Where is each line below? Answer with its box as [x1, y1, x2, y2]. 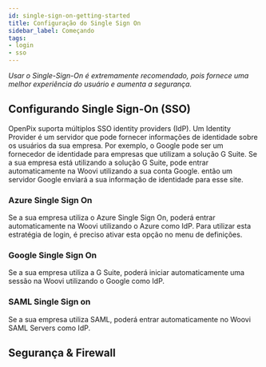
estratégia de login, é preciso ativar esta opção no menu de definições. [8, 229, 243, 240]
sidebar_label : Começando [8, 26, 94, 34]
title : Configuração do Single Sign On [8, 19, 141, 27]
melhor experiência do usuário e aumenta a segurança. [8, 79, 193, 89]
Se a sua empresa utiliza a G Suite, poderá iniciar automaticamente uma [8, 268, 245, 277]
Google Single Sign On [8, 249, 97, 261]
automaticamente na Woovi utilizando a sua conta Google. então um [8, 166, 233, 176]
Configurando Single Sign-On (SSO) [8, 102, 191, 116]
